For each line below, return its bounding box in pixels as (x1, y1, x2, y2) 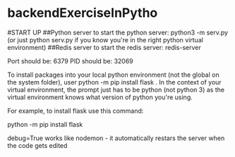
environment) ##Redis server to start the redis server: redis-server (7, 43, 201, 51)
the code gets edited (7, 141, 68, 149)
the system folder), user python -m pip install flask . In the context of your (7, 77, 222, 86)
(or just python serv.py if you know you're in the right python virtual (7, 35, 203, 44)
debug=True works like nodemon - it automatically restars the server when (7, 134, 225, 142)
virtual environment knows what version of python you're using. (7, 93, 193, 101)
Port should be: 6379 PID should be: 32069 (7, 56, 134, 65)
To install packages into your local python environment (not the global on (7, 70, 220, 79)
